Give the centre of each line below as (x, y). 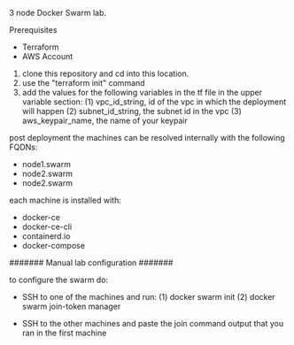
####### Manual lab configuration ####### (91, 263)
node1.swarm (46, 164)
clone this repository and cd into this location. (105, 73)
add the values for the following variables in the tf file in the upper (142, 92)
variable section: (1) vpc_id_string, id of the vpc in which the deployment (154, 102)
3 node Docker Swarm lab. (58, 13)
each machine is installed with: (66, 200)
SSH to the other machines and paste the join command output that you (153, 323)
